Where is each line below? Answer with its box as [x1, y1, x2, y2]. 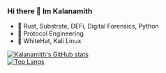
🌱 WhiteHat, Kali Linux [17, 37, 82, 45]
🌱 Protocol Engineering [17, 29, 84, 38]
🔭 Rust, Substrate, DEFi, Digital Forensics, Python [17, 22, 159, 31]
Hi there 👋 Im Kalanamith [7, 6, 93, 16]
